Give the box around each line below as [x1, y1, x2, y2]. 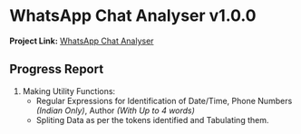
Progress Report [9, 62, 104, 77]
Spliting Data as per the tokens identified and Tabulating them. [35, 114, 269, 125]
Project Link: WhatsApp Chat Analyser [9, 35, 154, 46]
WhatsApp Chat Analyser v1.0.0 [9, 5, 257, 26]
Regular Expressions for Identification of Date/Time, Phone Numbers [35, 95, 293, 106]
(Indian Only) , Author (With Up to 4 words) [35, 105, 195, 116]
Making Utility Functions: [22, 85, 116, 96]
